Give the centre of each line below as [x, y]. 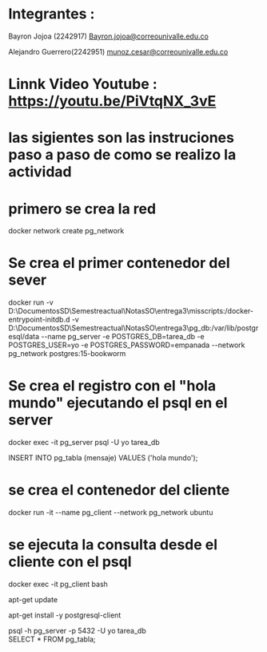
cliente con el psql [70, 562]
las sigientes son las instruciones [121, 138]
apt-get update [33, 599]
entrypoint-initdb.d [39, 320]
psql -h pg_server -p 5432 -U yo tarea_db [77, 631]
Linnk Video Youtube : [83, 84]
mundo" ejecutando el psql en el [118, 403]
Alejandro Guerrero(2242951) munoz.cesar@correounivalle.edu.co [118, 51]
